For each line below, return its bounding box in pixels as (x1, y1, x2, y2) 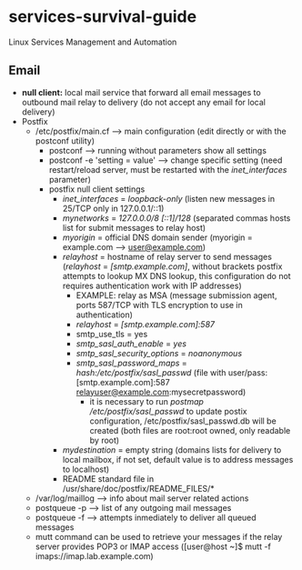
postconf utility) (35, 135, 96, 146)
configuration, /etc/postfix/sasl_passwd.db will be (89, 415, 277, 426)
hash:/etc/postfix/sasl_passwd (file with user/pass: (75, 366, 268, 378)
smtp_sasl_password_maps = (75, 357, 187, 368)
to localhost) (62, 464, 110, 475)
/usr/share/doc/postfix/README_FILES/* (62, 483, 215, 494)
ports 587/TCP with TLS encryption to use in (75, 299, 243, 310)
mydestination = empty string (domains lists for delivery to (62, 444, 282, 455)
